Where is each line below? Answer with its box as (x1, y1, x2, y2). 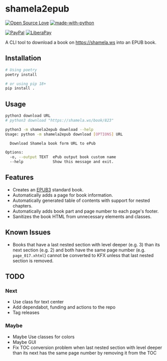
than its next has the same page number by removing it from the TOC (12, 349, 157, 356)
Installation (5, 54, 41, 63)
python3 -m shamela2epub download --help (5, 127, 94, 132)
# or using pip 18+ (5, 81, 46, 86)
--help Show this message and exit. (10, 160, 114, 165)
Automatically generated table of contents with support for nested (12, 197, 150, 203)
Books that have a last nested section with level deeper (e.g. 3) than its (12, 241, 160, 247)
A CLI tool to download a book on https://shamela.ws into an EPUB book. (5, 39, 156, 45)
